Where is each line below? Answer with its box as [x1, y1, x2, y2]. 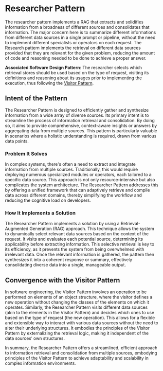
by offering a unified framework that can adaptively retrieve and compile [5, 187, 150, 193]
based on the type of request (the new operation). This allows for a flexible [5, 315, 155, 321]
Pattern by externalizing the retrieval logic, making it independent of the [5, 330, 149, 336]
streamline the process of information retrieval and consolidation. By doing [5, 117, 155, 123]
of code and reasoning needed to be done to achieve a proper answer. [5, 55, 147, 61]
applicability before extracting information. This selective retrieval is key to [5, 241, 155, 247]
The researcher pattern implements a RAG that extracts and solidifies [5, 19, 144, 25]
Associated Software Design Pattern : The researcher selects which [5, 64, 142, 71]
